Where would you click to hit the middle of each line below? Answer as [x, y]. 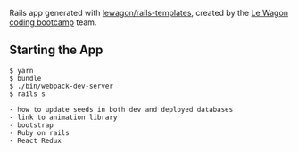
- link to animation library [63, 117]
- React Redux [36, 140]
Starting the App [56, 50]
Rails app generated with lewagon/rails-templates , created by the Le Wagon [149, 13]
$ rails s [28, 94]
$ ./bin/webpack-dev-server [62, 86]
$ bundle [25, 78]
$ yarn [21, 70]
